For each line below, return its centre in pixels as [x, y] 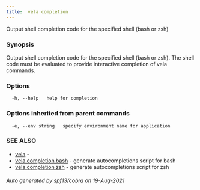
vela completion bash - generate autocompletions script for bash [95, 161]
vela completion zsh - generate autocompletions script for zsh [92, 167]
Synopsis [20, 44]
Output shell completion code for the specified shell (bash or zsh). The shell [100, 57]
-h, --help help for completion [55, 99]
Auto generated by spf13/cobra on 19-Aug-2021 [65, 180]
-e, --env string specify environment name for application [91, 126]
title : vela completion [37, 12]
